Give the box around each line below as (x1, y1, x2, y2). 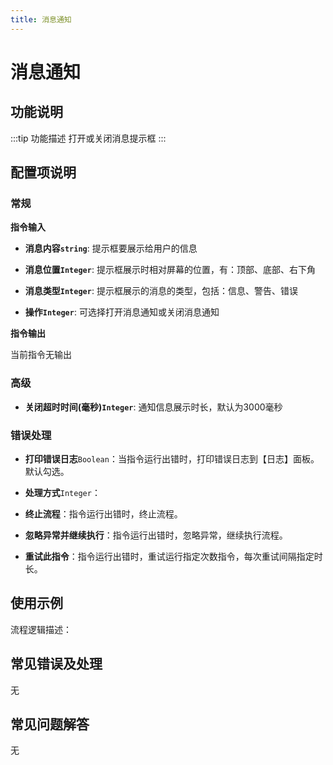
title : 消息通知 (10, 14, 72, 25)
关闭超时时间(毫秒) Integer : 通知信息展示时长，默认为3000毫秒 (24, 401, 283, 413)
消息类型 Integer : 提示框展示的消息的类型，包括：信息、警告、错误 (24, 285, 298, 297)
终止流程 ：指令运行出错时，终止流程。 (24, 507, 183, 520)
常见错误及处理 (10, 656, 103, 673)
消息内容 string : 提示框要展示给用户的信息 (24, 242, 198, 255)
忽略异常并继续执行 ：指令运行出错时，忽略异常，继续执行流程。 (24, 529, 288, 541)
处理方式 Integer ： (24, 486, 101, 498)
